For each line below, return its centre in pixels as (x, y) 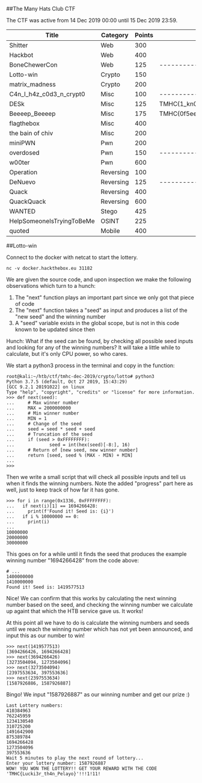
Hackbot (21, 55)
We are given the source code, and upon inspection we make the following (99, 279)
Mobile (110, 231)
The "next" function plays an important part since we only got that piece (104, 297)
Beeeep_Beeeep (32, 114)
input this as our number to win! (46, 635)
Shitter (19, 45)
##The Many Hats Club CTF (41, 9)
